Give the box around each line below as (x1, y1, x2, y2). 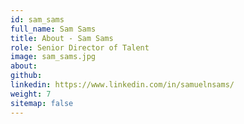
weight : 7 (10, 89, 52, 99)
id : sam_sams (10, 14, 65, 25)
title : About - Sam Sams (10, 33, 114, 43)
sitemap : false (10, 98, 74, 108)
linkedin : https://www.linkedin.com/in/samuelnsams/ (10, 80, 235, 90)
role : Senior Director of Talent (10, 42, 150, 53)
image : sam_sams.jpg (10, 52, 97, 62)
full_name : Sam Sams (10, 24, 97, 34)
